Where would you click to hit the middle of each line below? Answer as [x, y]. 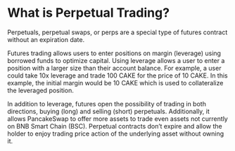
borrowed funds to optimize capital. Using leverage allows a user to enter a [116, 60]
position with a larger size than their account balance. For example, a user [114, 68]
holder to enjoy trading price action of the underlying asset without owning [115, 134]
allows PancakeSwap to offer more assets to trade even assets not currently [118, 118]
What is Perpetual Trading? [89, 13]
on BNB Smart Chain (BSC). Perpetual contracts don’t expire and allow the [115, 126]
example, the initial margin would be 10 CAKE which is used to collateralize [115, 82]
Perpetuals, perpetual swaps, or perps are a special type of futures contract [118, 32]
